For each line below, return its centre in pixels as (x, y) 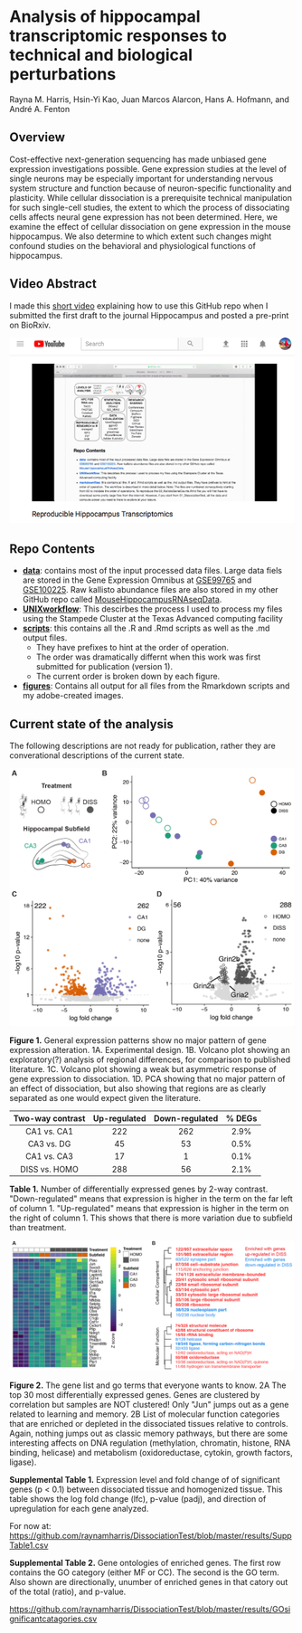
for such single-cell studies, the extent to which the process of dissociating (150, 207)
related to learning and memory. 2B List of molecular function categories (145, 1414)
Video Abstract (53, 284)
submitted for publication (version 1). (104, 667)
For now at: (30, 1525)
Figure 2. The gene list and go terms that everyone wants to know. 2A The (148, 1385)
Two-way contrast (49, 1118)
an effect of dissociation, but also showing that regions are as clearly (138, 1088)
